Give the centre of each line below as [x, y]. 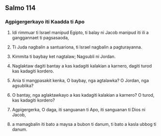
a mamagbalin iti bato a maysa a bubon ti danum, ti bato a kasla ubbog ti [84, 124]
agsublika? [23, 85]
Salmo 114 [20, 8]
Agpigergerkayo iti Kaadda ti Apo [45, 22]
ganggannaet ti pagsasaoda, [40, 37]
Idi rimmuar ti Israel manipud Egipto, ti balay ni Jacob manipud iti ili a [80, 32]
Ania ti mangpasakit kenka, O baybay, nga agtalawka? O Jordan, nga [80, 80]
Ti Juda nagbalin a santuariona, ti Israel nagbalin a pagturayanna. [77, 47]
